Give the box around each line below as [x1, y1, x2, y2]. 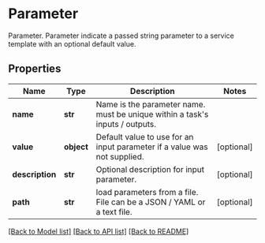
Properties [8, 62, 62, 76]
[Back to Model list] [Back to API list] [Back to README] [8, 226, 189, 236]
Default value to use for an [95, 131, 194, 142]
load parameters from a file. [95, 186, 199, 197]
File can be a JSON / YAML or [95, 196, 206, 207]
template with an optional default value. [8, 39, 136, 48]
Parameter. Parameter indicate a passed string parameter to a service [8, 31, 235, 40]
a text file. [95, 206, 132, 217]
